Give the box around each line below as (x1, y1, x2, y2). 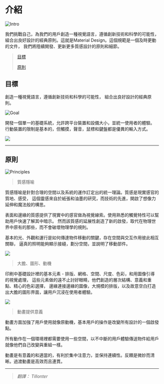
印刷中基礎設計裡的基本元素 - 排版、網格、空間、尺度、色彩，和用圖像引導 (5, 270, 155, 277)
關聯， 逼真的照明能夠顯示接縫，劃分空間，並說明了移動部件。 (5, 240, 130, 246)
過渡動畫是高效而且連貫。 (13, 358, 65, 364)
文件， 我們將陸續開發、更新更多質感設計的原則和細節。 (9, 43, 122, 49)
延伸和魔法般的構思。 (5, 201, 48, 207)
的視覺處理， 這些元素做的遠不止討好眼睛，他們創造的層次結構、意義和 (5, 277, 147, 283)
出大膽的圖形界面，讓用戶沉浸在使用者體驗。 (5, 289, 95, 295)
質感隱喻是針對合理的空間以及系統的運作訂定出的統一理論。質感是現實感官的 (5, 189, 159, 195)
